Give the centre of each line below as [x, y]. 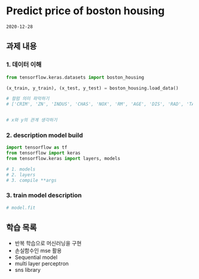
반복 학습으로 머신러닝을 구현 [48, 243]
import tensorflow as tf [37, 147]
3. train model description [44, 195]
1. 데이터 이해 [24, 65]
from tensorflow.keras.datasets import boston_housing [75, 77]
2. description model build [44, 135]
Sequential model [36, 257]
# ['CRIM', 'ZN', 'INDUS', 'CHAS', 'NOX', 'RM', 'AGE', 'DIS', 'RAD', [95, 104]
